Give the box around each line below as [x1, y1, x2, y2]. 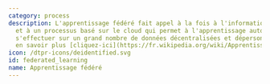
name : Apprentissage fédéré [8, 64, 103, 72]
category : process [8, 11, 70, 20]
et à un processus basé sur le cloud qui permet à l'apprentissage [15, 26, 247, 34]
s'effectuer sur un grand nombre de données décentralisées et [15, 34, 231, 42]
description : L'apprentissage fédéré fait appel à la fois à [8, 19, 218, 27]
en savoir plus [15, 42, 67, 50]
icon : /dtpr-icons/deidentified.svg [8, 49, 131, 57]
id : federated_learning [8, 57, 88, 65]
